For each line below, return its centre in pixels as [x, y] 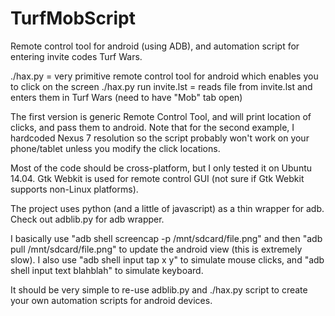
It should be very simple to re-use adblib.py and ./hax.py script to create [159, 289]
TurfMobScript [73, 18]
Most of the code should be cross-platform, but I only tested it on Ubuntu [161, 168]
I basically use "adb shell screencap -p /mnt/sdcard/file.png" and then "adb [166, 238]
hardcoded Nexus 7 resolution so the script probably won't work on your [160, 138]
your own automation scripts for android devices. [111, 300]
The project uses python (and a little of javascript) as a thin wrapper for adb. [167, 208]
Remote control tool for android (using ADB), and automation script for [155, 46]
